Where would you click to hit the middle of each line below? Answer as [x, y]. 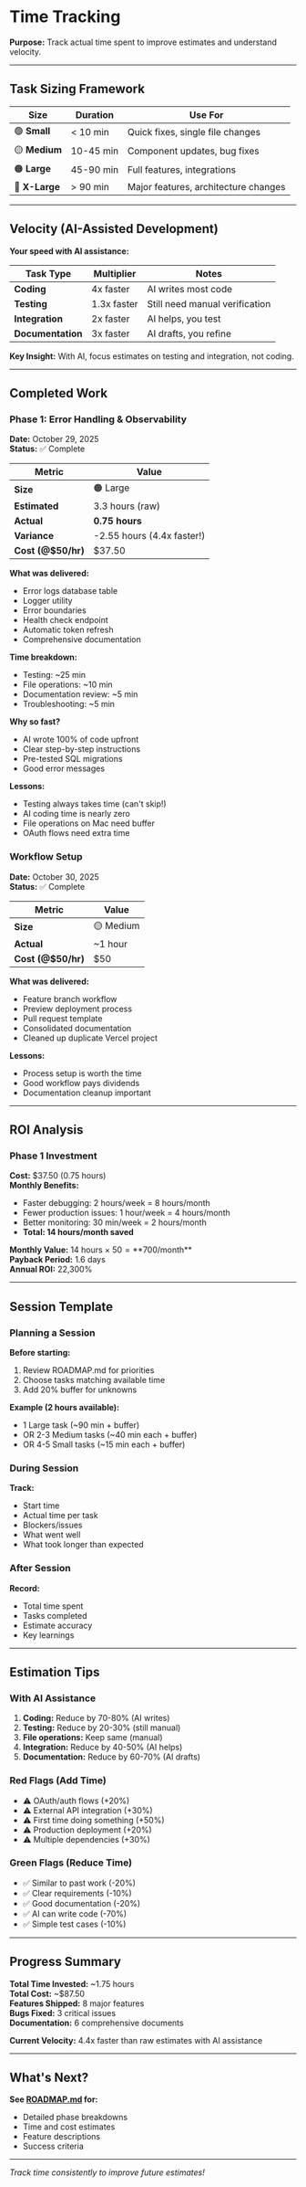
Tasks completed [55, 1615]
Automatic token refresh [68, 630]
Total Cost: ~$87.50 [47, 1993]
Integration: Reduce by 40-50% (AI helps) [102, 1748]
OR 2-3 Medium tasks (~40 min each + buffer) [110, 1434]
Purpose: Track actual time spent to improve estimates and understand [143, 42]
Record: [25, 1588]
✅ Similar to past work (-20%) [79, 1883]
